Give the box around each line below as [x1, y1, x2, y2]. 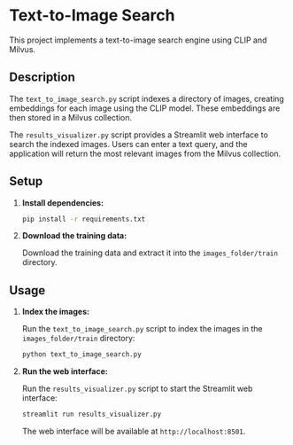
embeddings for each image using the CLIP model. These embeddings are [9, 103, 281, 113]
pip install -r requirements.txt [21, 215, 146, 223]
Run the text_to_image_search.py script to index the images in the [21, 324, 263, 334]
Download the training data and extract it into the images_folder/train [21, 247, 279, 258]
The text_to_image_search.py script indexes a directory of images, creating [9, 93, 285, 104]
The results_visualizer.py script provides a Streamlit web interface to [9, 129, 268, 140]
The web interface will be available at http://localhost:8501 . [21, 426, 246, 436]
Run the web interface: [21, 366, 108, 377]
